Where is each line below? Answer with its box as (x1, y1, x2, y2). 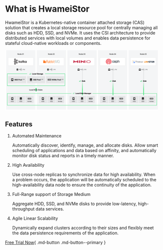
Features (5, 120, 33, 128)
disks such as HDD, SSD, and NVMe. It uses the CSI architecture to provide (5, 30, 156, 36)
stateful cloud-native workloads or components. (5, 40, 102, 46)
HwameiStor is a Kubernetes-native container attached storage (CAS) (5, 19, 145, 25)
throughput (12, 206, 35, 212)
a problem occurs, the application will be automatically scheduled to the (12, 177, 157, 183)
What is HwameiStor (5, 3, 90, 15)
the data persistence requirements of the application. (12, 230, 119, 236)
